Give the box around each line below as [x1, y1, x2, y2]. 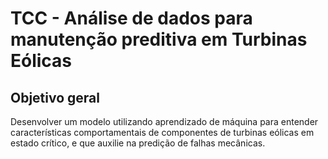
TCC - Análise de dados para [10, 7, 253, 30]
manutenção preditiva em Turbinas [10, 28, 308, 51]
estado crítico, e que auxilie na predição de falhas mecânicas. [10, 137, 266, 149]
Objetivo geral [10, 89, 100, 106]
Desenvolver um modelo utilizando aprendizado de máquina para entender [10, 116, 319, 127]
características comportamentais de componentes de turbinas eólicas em [10, 127, 315, 138]
